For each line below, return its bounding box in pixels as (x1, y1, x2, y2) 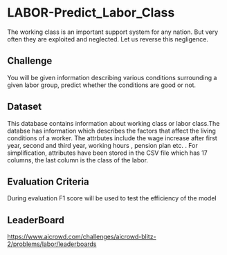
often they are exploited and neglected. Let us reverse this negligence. (7, 35, 209, 43)
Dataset (7, 101, 42, 113)
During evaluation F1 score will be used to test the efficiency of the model (7, 194, 217, 202)
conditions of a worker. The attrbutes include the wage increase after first (7, 133, 218, 142)
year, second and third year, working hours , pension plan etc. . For (7, 141, 199, 149)
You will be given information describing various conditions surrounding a (7, 73, 217, 82)
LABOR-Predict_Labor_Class (7, 5, 175, 21)
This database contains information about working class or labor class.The (7, 119, 220, 127)
